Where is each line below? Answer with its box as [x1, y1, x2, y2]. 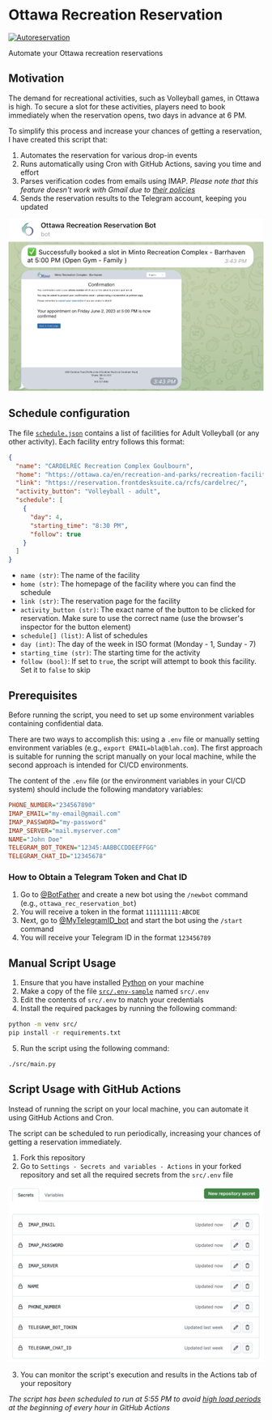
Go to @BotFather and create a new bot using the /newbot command [19, 890, 249, 899]
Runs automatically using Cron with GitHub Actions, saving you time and [19, 159, 261, 168]
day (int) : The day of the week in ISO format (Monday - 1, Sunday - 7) [19, 640, 257, 649]
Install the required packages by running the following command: [19, 1004, 237, 1014]
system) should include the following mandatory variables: [8, 784, 204, 794]
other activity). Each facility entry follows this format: [8, 436, 185, 446]
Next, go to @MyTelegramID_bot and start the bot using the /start [19, 916, 243, 925]
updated [19, 202, 49, 211]
